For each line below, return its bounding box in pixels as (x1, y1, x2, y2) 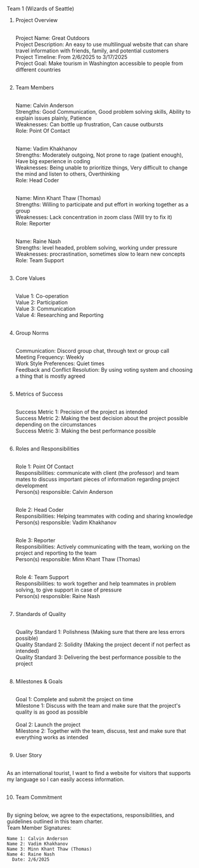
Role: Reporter (15, 220, 51, 227)
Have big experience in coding (15, 158, 91, 164)
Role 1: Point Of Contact (15, 463, 74, 470)
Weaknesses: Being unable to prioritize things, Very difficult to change (15, 164, 188, 171)
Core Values (15, 275, 46, 282)
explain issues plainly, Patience (15, 114, 92, 122)
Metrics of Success (15, 390, 64, 397)
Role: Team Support (15, 257, 64, 264)
